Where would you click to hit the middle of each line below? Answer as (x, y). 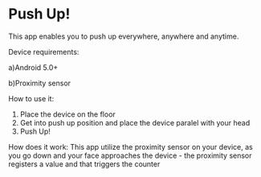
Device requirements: (44, 51)
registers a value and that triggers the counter (84, 164)
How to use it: (31, 98)
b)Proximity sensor (39, 83)
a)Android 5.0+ (33, 67)
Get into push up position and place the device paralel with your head (135, 122)
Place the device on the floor (68, 114)
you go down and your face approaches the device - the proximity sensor (130, 155)
